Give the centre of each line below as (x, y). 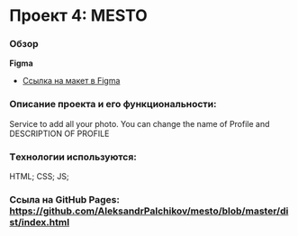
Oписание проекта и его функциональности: (113, 104)
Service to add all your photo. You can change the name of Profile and (140, 123)
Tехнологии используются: (73, 157)
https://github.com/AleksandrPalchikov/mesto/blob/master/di (149, 211)
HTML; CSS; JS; (39, 177)
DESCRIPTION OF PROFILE (59, 133)
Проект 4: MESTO (79, 16)
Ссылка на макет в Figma (71, 81)
